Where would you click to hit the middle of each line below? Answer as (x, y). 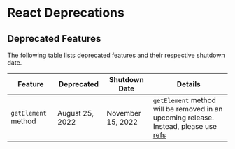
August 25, (76, 113)
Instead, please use (185, 126)
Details (188, 84)
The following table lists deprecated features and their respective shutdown (116, 55)
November (124, 113)
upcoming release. (184, 118)
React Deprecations (66, 13)
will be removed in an (188, 109)
